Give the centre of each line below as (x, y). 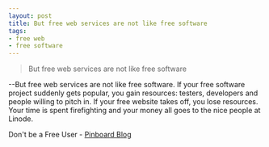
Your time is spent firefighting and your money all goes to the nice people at (134, 111)
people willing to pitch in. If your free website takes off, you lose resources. (133, 102)
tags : (17, 31)
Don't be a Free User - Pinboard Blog (70, 135)
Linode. (21, 119)
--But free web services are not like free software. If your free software (127, 85)
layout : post (30, 16)
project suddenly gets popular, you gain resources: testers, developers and (133, 93)
